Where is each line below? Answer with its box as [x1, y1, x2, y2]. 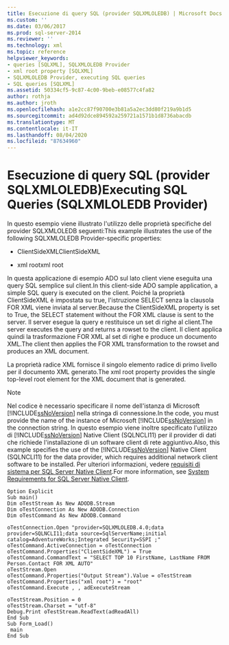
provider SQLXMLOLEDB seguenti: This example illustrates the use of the [7, 227, 213, 235]
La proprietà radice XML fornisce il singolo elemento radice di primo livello [7, 360, 217, 369]
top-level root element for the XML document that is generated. [7, 375, 186, 384]
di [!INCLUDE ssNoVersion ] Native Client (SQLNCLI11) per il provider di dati [7, 431, 217, 439]
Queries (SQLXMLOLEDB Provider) [7, 197, 208, 212]
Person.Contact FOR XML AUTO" [7, 560, 94, 567]
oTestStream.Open [7, 567, 57, 573]
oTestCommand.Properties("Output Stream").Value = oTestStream [7, 572, 192, 580]
